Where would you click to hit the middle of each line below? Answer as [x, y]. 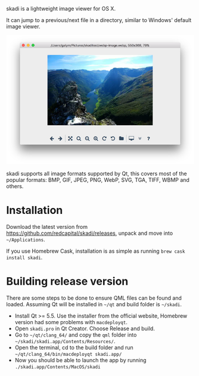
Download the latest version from [47, 227]
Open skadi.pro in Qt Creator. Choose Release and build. [85, 328]
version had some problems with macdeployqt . [71, 322]
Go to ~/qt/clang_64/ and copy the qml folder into [76, 335]
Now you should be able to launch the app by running [81, 360]
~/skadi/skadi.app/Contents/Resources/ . [65, 341]
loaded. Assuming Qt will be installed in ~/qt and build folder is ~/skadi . [94, 304]
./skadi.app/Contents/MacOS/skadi [57, 367]
